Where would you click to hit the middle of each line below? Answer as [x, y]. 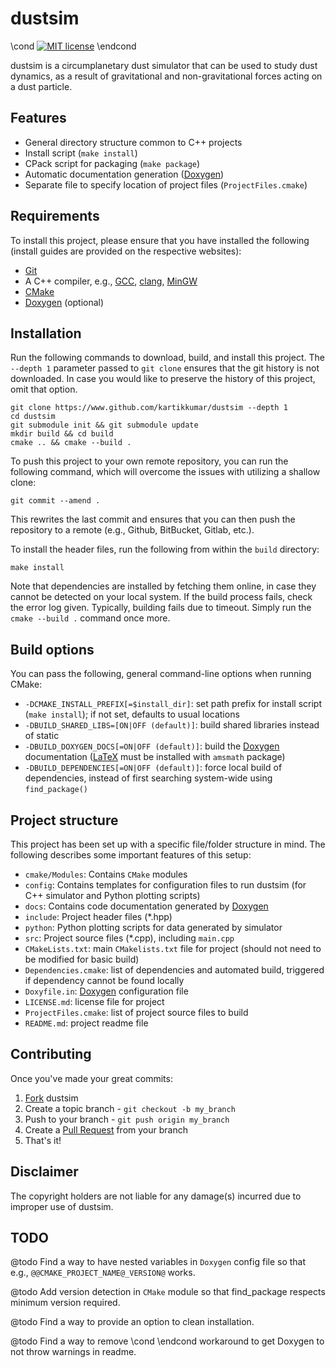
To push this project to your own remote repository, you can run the [149, 461]
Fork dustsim [51, 1098]
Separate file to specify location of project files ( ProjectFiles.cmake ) [166, 184]
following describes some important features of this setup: [131, 855]
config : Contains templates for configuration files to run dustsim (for [165, 885]
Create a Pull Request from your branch [106, 1129]
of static [42, 736]
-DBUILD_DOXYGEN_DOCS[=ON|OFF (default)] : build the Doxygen [152, 746]
